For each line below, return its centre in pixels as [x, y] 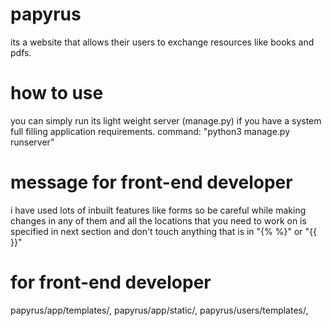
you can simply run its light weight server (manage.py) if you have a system [166, 120]
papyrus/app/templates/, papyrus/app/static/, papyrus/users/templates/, [159, 310]
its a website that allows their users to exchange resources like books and [162, 42]
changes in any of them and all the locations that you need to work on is [158, 220]
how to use [57, 93]
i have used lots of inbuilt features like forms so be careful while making [158, 210]
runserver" [32, 142]
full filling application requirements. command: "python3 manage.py [150, 131]
